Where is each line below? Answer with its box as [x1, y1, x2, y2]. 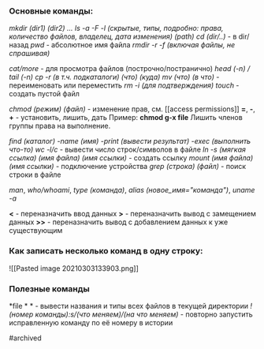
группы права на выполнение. [9, 121, 111, 131]
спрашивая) [9, 49, 50, 58]
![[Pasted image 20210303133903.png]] [9, 263, 139, 273]
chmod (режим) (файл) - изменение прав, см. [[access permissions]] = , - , [9, 104, 255, 114]
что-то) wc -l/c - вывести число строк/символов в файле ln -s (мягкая [9, 144, 247, 155]
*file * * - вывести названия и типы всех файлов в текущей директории [9, 301, 249, 310]
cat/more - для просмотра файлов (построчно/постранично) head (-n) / [9, 64, 251, 73]
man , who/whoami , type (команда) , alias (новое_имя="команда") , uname [9, 186, 255, 195]
